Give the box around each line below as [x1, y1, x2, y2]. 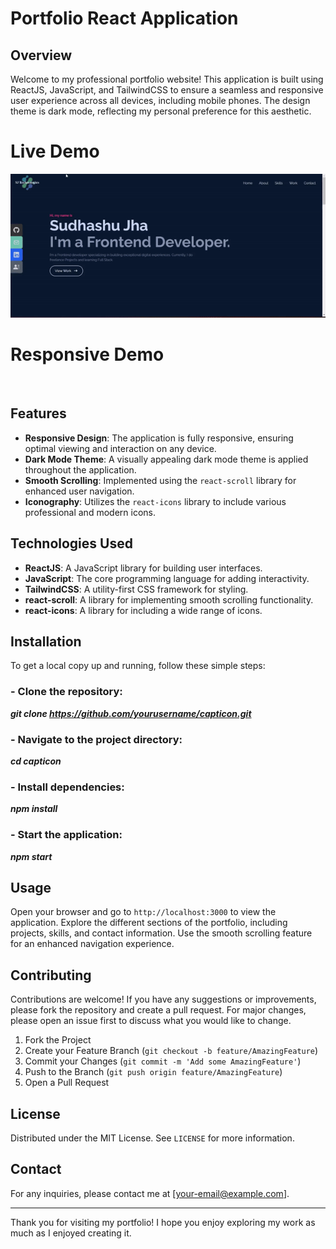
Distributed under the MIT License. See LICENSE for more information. [10, 1132, 295, 1144]
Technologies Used [10, 535, 133, 552]
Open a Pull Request [24, 1077, 110, 1089]
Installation [10, 633, 82, 651]
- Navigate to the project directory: [10, 732, 183, 746]
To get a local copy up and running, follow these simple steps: [10, 660, 266, 672]
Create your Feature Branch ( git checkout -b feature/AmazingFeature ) [24, 1045, 319, 1057]
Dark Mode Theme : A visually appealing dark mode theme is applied [24, 453, 309, 465]
